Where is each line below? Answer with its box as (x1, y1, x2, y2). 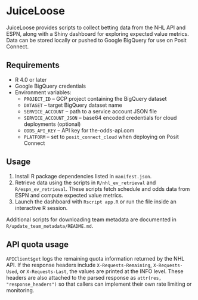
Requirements (6, 60, 60, 70)
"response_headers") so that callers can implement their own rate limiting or (6, 280, 192, 287)
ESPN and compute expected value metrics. (14, 191, 123, 199)
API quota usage (6, 239, 69, 249)
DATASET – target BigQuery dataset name (23, 101, 122, 109)
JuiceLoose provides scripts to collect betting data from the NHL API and (6, 24, 186, 31)
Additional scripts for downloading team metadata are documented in (6, 216, 177, 223)
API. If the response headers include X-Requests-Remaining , (6, 261, 152, 269)
